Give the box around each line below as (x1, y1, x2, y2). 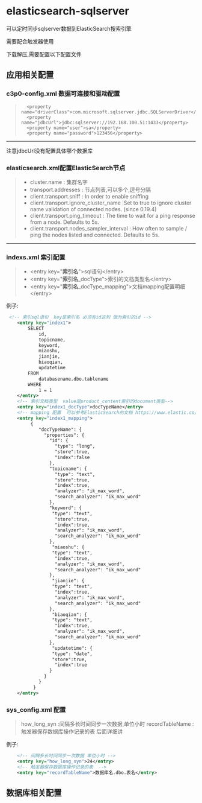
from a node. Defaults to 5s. (29, 218, 99, 226)
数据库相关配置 (6, 787, 62, 798)
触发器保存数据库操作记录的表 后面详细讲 (20, 728, 123, 735)
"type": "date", (52, 650, 93, 657)
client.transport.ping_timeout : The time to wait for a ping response (29, 212, 195, 219)
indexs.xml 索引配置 (6, 253, 66, 261)
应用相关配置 (6, 70, 54, 80)
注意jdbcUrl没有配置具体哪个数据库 (6, 147, 93, 154)
